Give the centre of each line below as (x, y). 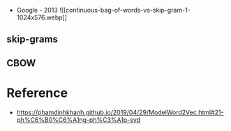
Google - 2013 (37, 10)
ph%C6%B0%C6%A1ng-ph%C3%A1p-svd (79, 120)
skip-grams (32, 39)
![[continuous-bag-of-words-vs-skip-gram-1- (125, 10)
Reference (37, 93)
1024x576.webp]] (42, 17)
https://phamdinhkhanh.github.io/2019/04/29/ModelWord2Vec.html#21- (120, 112)
